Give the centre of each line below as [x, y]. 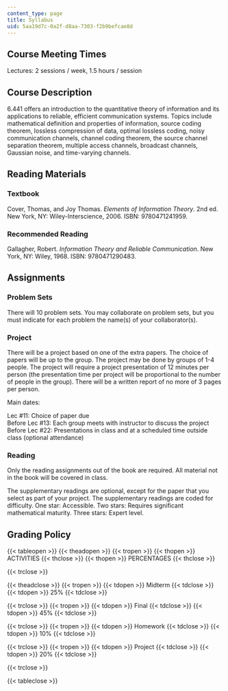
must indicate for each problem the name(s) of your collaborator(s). [102, 320]
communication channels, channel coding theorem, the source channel [107, 138]
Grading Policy [39, 535]
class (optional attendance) [46, 437]
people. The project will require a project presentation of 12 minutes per [108, 367]
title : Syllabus [30, 20]
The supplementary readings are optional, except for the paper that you [108, 491]
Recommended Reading [48, 234]
